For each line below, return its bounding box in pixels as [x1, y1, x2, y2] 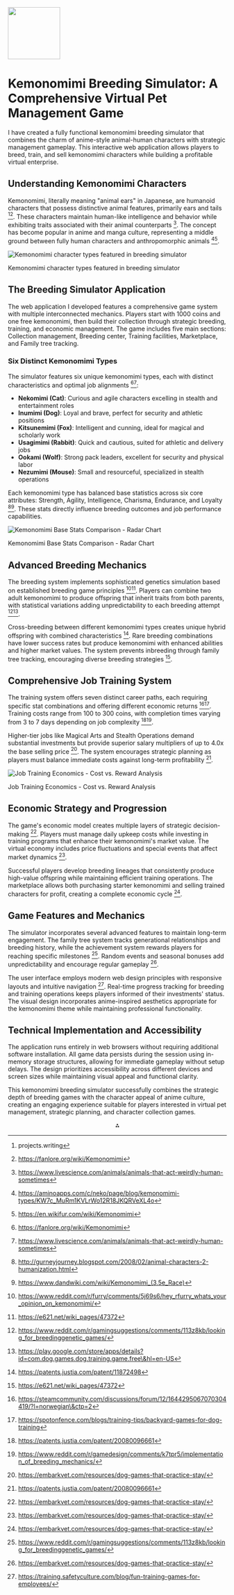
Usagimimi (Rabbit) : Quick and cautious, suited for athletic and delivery [17, 438, 224, 447]
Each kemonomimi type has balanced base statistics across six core [8, 489, 203, 497]
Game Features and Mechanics [8, 910, 145, 922]
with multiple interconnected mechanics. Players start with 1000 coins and [8, 309, 221, 318]
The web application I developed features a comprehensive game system [8, 302, 218, 311]
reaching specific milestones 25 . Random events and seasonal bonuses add [8, 950, 224, 960]
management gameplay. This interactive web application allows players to [8, 142, 219, 151]
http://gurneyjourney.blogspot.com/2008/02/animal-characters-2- [17, 1257, 209, 1266]
